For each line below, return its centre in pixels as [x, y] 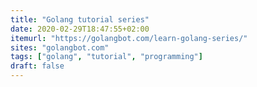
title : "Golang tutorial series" [80, 19]
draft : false [37, 66]
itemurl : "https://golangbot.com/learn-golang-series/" [129, 38]
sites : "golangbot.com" [60, 47]
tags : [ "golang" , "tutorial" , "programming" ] [106, 57]
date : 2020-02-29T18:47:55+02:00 [80, 29]
